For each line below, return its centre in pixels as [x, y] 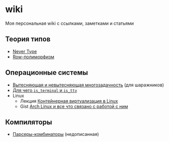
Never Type [24, 51]
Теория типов [28, 39]
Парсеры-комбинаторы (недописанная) [56, 134]
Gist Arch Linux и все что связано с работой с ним [74, 106]
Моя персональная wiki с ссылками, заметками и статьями [70, 23]
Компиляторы [29, 122]
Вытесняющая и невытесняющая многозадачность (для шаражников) [88, 85]
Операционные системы [47, 73]
